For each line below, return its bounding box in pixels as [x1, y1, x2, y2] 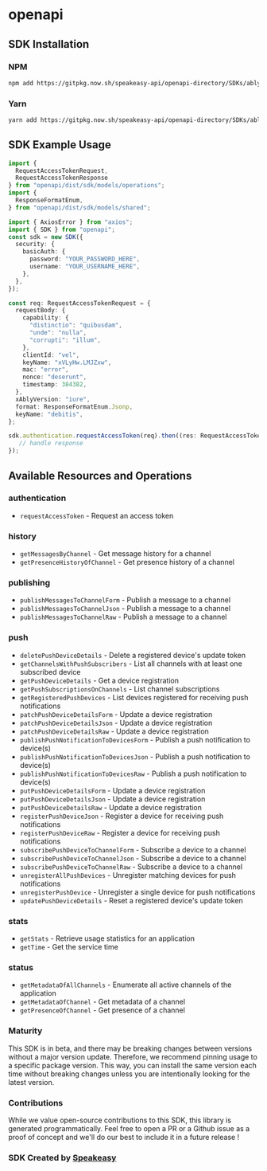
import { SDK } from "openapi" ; [8, 225, 115, 233]
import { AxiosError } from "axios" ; [8, 217, 133, 226]
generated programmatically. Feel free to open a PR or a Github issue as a [8, 1123, 250, 1133]
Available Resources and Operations [8, 468, 192, 483]
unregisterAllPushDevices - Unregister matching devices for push [19, 870, 237, 879]
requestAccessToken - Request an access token [19, 511, 174, 520]
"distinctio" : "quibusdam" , [29, 321, 123, 330]
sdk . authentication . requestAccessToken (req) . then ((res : [8, 432, 197, 440]
